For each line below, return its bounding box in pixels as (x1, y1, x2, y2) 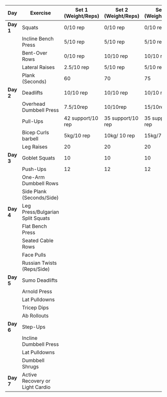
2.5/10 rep (64, 64, 89, 71)
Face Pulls (22, 251, 46, 258)
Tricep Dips (22, 304, 49, 311)
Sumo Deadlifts (22, 277, 58, 284)
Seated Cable (22, 237, 54, 244)
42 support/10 (64, 115, 98, 121)
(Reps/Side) (22, 266, 50, 272)
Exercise (30, 9, 51, 16)
